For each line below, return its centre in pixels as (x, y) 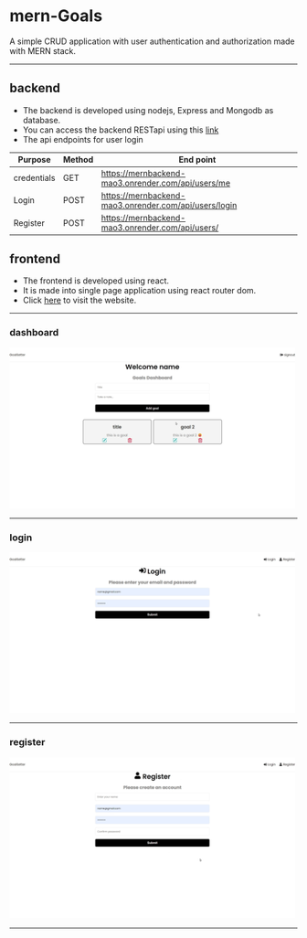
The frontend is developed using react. (96, 281)
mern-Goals (56, 16)
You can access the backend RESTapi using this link (121, 130)
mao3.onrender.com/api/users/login (169, 205)
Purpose (34, 160)
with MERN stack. (42, 50)
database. (42, 120)
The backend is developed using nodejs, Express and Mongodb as (148, 110)
